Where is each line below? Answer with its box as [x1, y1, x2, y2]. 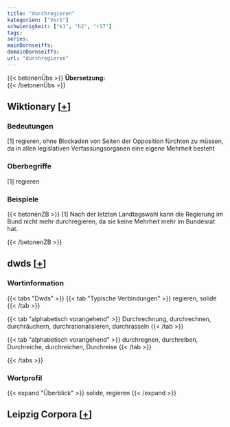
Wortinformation [7, 278, 64, 288]
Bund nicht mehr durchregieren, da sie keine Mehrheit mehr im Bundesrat [7, 217, 216, 226]
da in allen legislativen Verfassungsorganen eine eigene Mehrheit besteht [7, 144, 215, 153]
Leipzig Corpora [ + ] [7, 408, 93, 420]
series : [7, 36, 30, 43]
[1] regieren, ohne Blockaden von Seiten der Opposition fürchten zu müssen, [7, 137, 224, 145]
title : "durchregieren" [7, 10, 76, 17]
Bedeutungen [7, 122, 54, 131]
